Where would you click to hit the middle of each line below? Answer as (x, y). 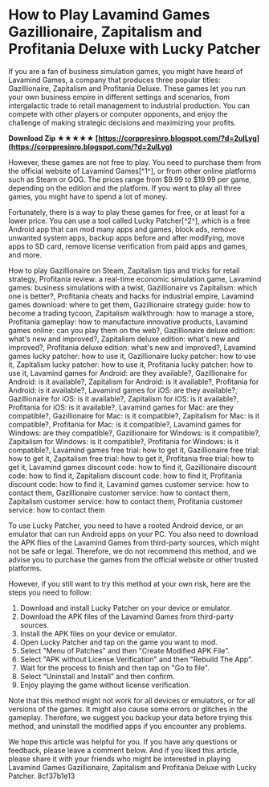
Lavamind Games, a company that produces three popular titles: (114, 80)
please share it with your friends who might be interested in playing (120, 759)
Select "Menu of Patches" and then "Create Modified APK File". (125, 650)
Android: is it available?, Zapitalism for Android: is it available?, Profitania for (134, 381)
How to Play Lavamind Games (109, 15)
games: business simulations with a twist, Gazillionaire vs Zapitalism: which (133, 287)
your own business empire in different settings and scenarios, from (119, 97)
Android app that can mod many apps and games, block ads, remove (122, 229)
